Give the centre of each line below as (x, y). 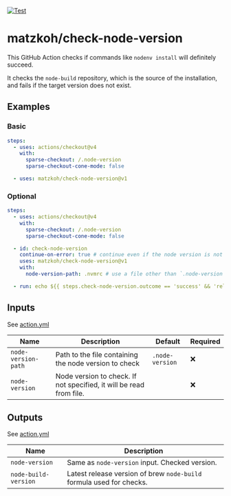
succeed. (20, 65)
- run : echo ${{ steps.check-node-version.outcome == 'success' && (112, 286)
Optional (22, 196)
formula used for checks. (107, 482)
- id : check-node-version (51, 248)
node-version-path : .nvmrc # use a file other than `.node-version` (125, 274)
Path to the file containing (97, 354)
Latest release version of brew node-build (134, 474)
